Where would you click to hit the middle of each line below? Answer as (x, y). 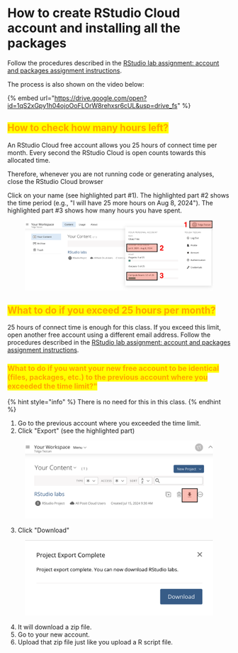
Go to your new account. (53, 635)
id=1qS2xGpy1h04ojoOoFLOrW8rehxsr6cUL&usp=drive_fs (92, 105)
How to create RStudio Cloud (94, 13)
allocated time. (29, 160)
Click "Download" (43, 530)
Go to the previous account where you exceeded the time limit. (109, 423)
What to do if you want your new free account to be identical (113, 369)
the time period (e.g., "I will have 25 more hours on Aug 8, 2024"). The (110, 203)
